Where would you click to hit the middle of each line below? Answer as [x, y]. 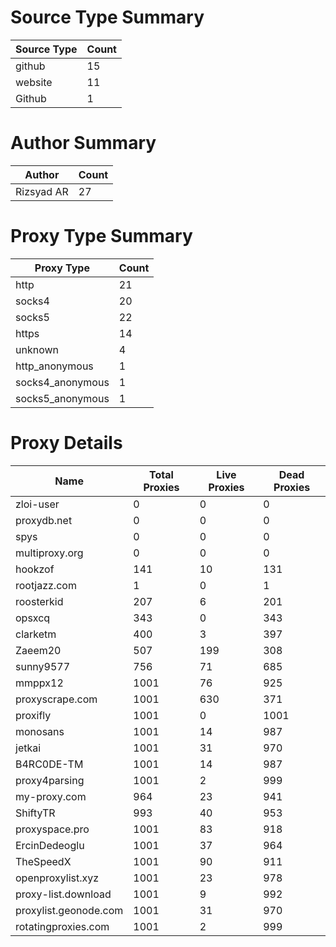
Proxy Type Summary [101, 236]
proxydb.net [44, 520]
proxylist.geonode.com [69, 910]
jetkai [28, 748]
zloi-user [37, 504]
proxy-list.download [63, 894]
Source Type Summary [107, 17]
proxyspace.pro [52, 829]
